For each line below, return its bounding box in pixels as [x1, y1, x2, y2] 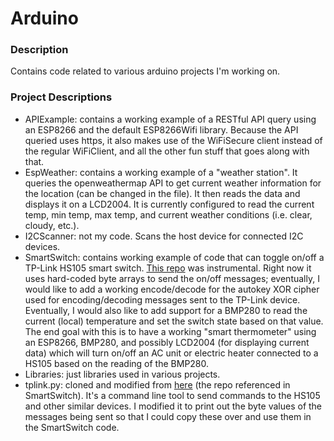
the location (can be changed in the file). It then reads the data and [24, 187, 301, 199]
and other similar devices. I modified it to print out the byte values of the [24, 400, 323, 412]
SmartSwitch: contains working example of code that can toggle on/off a [24, 251, 325, 263]
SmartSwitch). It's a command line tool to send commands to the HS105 [24, 389, 321, 401]
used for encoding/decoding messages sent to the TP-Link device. [24, 293, 301, 306]
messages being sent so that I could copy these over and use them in [24, 410, 312, 422]
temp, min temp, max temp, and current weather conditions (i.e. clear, [24, 208, 313, 221]
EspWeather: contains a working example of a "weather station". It [24, 166, 298, 178]
